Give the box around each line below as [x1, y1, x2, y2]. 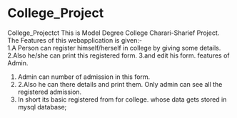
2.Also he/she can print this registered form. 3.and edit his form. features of [7, 51, 230, 60]
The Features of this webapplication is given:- [7, 36, 143, 44]
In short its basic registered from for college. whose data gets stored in [17, 95, 227, 104]
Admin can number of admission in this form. [17, 73, 151, 81]
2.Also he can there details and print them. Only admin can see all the [17, 80, 223, 88]
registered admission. [17, 87, 82, 96]
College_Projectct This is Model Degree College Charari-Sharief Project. [7, 28, 220, 37]
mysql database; [17, 102, 67, 111]
